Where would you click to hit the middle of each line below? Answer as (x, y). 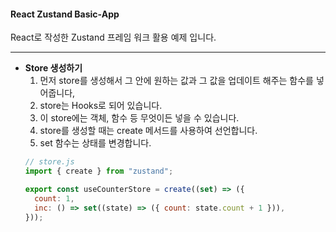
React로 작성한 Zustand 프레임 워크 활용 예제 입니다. (113, 37)
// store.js (49, 162)
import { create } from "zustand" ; (99, 171)
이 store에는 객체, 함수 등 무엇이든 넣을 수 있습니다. (139, 118)
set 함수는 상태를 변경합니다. (95, 143)
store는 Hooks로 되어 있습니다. (101, 106)
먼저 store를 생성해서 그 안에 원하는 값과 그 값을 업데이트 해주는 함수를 (176, 81)
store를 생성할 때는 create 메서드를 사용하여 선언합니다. (148, 131)
